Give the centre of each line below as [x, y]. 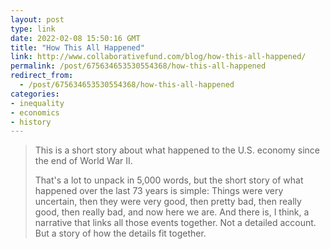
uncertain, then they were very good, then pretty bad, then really [168, 202]
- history [31, 122]
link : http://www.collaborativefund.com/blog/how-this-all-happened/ [158, 57]
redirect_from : [42, 76]
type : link [33, 29]
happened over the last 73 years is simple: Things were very [159, 191]
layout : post [37, 19]
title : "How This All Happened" [77, 47]
